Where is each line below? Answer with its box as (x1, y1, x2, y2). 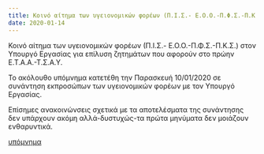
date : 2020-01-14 (8, 19, 65, 27)
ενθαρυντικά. (8, 122, 54, 131)
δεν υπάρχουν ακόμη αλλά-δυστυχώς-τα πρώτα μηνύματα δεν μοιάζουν (8, 113, 249, 122)
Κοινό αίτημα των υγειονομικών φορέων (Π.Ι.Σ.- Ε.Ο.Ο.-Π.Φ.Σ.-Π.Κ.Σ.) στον (8, 40, 256, 50)
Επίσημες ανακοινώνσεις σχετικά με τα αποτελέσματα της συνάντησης (8, 104, 244, 115)
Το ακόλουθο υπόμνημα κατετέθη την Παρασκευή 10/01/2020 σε (8, 73, 221, 82)
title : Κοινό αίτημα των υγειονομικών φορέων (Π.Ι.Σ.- (8, 11, 192, 20)
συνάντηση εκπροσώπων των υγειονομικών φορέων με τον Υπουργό (8, 81, 235, 91)
